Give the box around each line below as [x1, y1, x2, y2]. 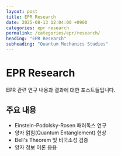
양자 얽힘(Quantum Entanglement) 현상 [14, 129, 107, 136]
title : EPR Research [6, 14, 57, 20]
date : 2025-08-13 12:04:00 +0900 [6, 19, 88, 25]
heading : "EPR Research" [6, 36, 67, 41]
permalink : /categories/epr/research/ [6, 30, 101, 36]
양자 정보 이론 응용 [14, 144, 57, 151]
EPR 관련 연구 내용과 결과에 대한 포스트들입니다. [6, 86, 116, 93]
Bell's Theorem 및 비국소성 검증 [14, 136, 89, 143]
